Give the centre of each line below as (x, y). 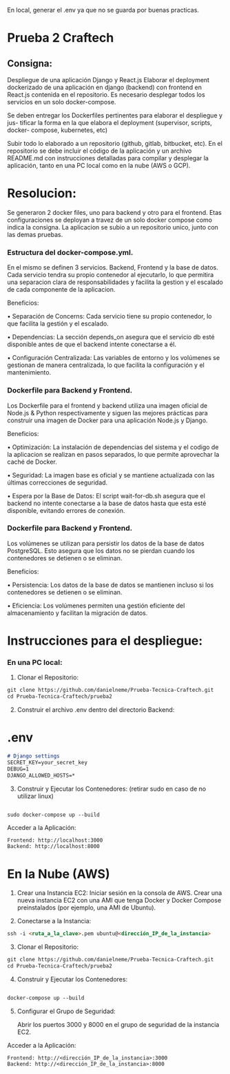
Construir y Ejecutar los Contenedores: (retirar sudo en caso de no (112, 789)
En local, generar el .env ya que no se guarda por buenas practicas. (103, 10)
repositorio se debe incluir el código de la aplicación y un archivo (100, 151)
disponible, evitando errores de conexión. (66, 510)
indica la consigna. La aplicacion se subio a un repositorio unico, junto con (113, 227)
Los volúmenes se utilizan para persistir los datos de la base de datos (106, 543)
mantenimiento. (29, 373)
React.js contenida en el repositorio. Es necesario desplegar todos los (106, 95)
